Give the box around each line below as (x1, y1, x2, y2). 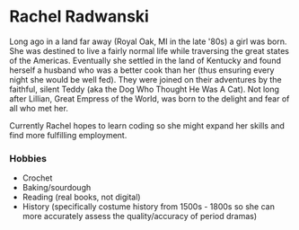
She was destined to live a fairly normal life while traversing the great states (9, 45, 290, 56)
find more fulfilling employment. (9, 129, 128, 140)
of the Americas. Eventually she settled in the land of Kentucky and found (9, 55, 281, 66)
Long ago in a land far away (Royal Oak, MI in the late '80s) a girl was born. (9, 36, 287, 47)
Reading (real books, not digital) (22, 191, 141, 203)
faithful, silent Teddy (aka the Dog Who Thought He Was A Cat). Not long (9, 84, 280, 94)
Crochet (22, 172, 53, 183)
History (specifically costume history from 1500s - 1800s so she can (22, 201, 276, 212)
